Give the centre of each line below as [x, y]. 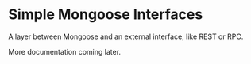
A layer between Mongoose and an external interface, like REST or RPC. [126, 36]
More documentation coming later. [65, 51]
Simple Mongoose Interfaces [106, 15]
